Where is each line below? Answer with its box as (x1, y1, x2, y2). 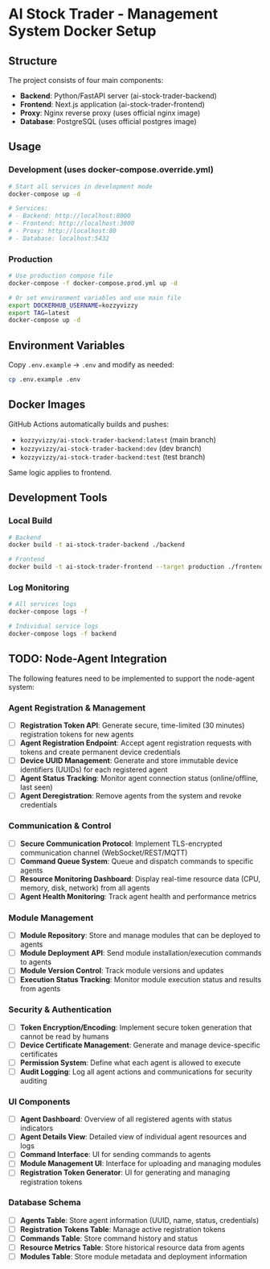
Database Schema (8, 1197, 82, 1209)
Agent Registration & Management (8, 702, 146, 713)
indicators (19, 1123, 54, 1133)
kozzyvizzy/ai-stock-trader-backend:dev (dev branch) (19, 443, 202, 453)
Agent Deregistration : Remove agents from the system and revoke (19, 791, 242, 801)
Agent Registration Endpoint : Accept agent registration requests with (19, 738, 252, 748)
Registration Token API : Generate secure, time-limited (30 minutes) (19, 720, 245, 730)
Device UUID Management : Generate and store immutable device (19, 756, 239, 765)
